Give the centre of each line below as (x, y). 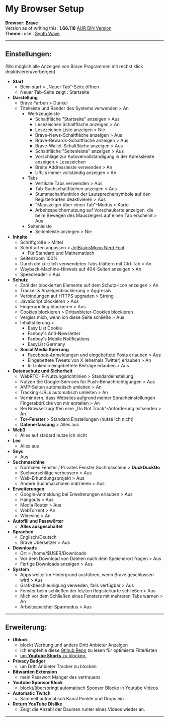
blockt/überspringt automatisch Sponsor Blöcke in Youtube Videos (89, 688)
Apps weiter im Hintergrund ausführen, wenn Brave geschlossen (87, 574)
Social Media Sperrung (45, 349)
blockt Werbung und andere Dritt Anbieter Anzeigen (74, 645)
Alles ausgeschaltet (41, 526)
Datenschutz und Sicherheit (43, 371)
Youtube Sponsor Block (37, 682)
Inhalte (20, 237)
